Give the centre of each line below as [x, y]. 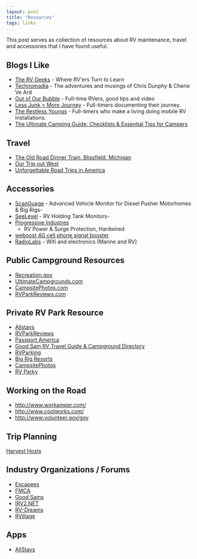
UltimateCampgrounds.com [49, 281]
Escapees [27, 484]
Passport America [37, 340]
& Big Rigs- [29, 210]
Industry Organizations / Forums [68, 470]
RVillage [25, 516]
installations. [31, 118]
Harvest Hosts [24, 451]
